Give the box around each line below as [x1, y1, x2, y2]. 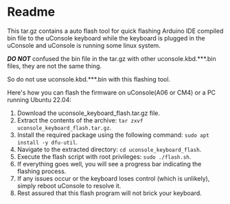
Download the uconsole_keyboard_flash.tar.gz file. [16, 109, 160, 117]
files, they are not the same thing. [7, 62, 102, 70]
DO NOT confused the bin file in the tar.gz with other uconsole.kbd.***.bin [7, 54, 216, 62]
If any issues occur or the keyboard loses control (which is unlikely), [16, 174, 210, 182]
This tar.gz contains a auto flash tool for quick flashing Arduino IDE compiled [7, 27, 224, 35]
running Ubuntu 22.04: [7, 95, 72, 103]
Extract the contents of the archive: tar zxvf [16, 116, 143, 124]
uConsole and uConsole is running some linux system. [7, 41, 161, 49]
